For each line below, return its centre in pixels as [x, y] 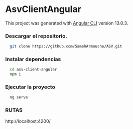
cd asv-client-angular [33, 69]
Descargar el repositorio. [36, 36]
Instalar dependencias [33, 59]
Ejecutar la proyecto [30, 87]
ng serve [19, 97]
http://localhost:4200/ [28, 121]
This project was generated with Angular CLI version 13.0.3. [67, 23]
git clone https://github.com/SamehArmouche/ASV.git [66, 46]
